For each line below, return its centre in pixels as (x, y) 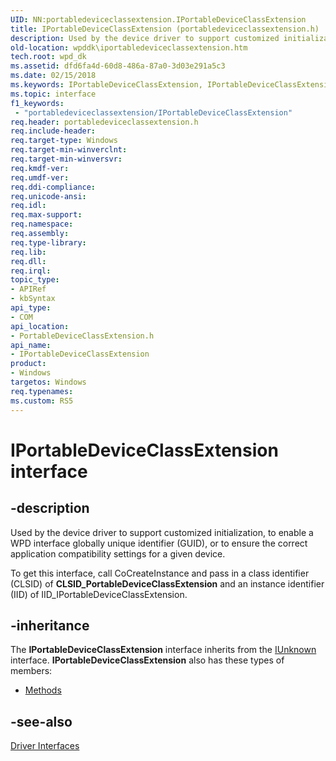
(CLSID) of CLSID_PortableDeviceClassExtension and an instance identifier (167, 583)
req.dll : (28, 261)
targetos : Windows (48, 382)
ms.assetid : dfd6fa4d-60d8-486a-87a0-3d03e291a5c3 (118, 66)
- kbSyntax (33, 299)
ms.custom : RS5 (42, 401)
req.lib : (28, 252)
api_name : (31, 345)
